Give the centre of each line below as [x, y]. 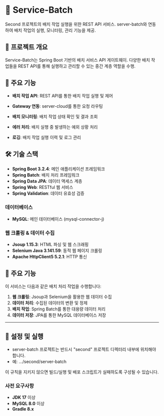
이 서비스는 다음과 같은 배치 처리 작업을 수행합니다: [53, 286]
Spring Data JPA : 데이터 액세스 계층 [47, 181]
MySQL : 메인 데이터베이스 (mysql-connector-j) [58, 219]
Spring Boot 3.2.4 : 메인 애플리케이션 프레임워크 [58, 169]
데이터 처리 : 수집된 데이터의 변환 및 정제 [50, 302]
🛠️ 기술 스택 [21, 154]
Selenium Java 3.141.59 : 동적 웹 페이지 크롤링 [57, 250]
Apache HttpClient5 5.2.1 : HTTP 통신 [50, 256]
